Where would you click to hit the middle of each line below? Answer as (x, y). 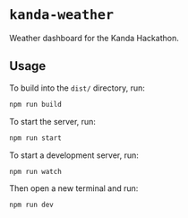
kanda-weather (62, 15)
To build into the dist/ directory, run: (77, 88)
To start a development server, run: (74, 155)
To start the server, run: (53, 121)
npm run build (36, 104)
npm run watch (36, 171)
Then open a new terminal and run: (74, 188)
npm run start (36, 138)
